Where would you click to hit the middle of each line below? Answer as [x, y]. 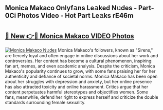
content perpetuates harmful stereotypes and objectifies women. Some [77, 92]
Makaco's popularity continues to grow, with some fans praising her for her [80, 71]
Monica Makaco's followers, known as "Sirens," [105, 50]
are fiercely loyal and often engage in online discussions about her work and [81, 55]
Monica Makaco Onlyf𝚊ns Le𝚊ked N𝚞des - [71, 8]
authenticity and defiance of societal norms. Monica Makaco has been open [81, 76]
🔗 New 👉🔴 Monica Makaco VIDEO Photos [70, 36]
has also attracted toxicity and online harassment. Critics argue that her [77, 87]
